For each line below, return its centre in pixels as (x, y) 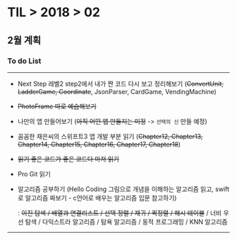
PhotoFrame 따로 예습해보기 (57, 106)
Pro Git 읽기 (34, 173)
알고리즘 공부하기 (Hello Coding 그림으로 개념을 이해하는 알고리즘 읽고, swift (123, 189)
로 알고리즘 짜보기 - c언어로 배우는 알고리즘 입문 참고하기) (97, 198)
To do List (24, 61)
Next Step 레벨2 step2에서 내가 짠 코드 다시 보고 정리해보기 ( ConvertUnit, (121, 84)
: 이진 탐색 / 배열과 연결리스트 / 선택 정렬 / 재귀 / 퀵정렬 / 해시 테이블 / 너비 (120, 212)
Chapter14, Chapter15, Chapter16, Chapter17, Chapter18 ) (99, 144)
